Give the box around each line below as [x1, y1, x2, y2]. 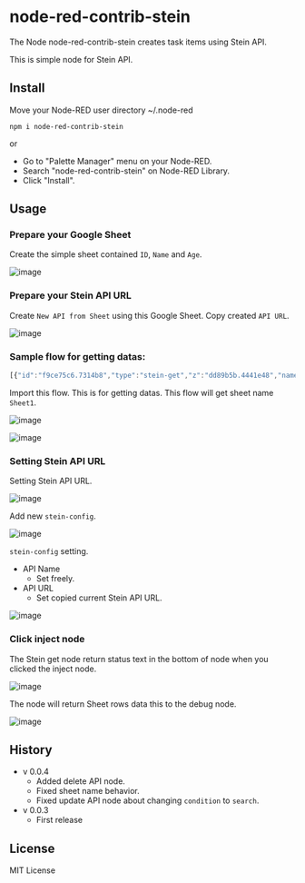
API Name [22, 563, 61, 574]
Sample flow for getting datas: [9, 350, 146, 362]
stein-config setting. [9, 546, 89, 557]
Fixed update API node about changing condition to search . [35, 795, 260, 806]
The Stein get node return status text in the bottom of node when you [9, 653, 270, 664]
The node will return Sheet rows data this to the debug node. [9, 698, 237, 709]
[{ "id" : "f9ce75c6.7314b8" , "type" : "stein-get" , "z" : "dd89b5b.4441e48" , [9, 371, 279, 381]
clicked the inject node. [9, 663, 97, 674]
